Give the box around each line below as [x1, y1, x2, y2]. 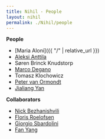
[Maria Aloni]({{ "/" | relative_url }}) [14, 47, 100, 54]
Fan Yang [14, 126, 38, 133]
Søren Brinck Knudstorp [14, 59, 74, 67]
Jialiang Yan [14, 85, 45, 92]
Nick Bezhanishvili [14, 107, 60, 115]
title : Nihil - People [6, 8, 62, 15]
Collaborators [6, 96, 41, 103]
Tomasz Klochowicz [14, 72, 64, 80]
